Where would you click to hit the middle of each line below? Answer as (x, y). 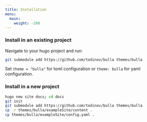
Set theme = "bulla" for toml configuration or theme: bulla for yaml (73, 69)
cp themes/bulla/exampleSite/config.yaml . (50, 115)
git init (14, 101)
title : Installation (26, 9)
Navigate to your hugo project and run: (44, 51)
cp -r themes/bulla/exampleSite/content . (49, 110)
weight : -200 (27, 23)
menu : (10, 14)
